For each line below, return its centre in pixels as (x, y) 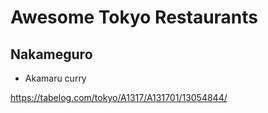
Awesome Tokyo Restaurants (134, 17)
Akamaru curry (55, 78)
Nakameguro (51, 54)
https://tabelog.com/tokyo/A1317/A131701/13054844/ (119, 97)
